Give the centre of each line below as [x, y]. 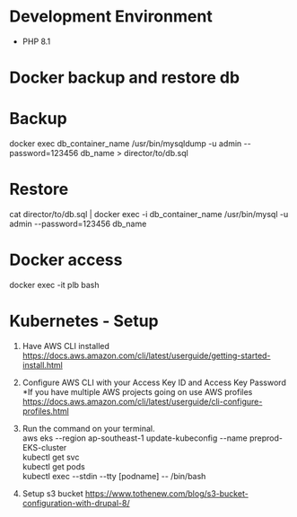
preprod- [266, 438]
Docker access [66, 260]
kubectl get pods [53, 466]
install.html [42, 364]
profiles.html [45, 411]
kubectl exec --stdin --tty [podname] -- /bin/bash [114, 476]
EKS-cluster [44, 447]
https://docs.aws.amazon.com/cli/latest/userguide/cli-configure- [142, 401]
